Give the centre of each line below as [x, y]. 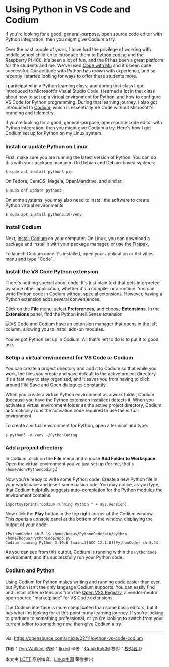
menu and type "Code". [30, 259]
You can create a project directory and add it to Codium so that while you [81, 369]
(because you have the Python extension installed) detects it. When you [80, 400]
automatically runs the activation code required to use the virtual [72, 411]
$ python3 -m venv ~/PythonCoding [41, 435]
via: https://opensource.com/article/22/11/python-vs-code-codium [74, 638]
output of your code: [26, 525]
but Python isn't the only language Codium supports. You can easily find [80, 587]
